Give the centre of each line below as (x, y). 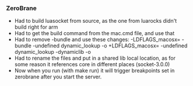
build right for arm (36, 27)
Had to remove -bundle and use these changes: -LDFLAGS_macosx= (97, 40)
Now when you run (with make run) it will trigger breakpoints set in (94, 71)
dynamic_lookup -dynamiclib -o (53, 52)
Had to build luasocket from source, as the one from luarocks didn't (96, 21)
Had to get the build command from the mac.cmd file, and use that (94, 33)
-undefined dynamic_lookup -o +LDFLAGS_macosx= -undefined (110, 46)
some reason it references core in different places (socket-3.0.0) (92, 64)
